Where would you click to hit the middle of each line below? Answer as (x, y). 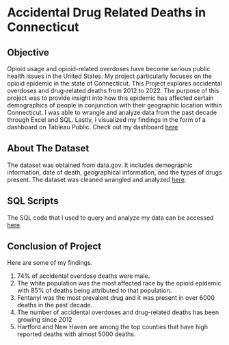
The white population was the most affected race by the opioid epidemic (119, 283)
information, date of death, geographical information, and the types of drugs (114, 172)
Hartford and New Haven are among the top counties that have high (112, 327)
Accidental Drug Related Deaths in (107, 13)
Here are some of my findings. (50, 263)
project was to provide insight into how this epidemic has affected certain (110, 98)
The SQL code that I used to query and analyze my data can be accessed (110, 218)
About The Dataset (48, 149)
